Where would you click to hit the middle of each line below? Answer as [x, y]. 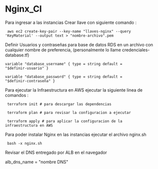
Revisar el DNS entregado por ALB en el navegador [56, 152]
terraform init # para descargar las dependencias [59, 104]
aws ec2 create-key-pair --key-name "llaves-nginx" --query [69, 31]
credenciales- [136, 50]
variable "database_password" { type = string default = [64, 76]
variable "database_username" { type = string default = [64, 64]
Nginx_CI [24, 9]
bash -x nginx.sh [24, 143]
